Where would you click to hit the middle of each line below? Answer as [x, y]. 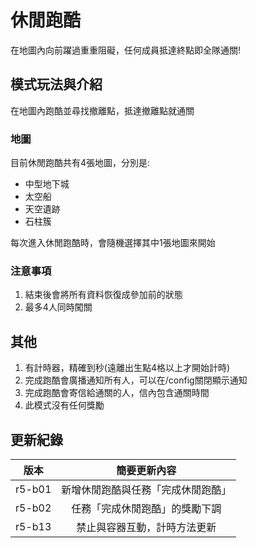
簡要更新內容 [146, 470]
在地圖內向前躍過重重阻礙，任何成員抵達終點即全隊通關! [126, 50]
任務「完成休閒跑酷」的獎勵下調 [146, 508]
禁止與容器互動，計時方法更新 [146, 527]
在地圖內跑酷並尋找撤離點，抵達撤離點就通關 [102, 110]
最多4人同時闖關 [58, 307]
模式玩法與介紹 [56, 84]
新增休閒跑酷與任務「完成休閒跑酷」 [146, 489]
